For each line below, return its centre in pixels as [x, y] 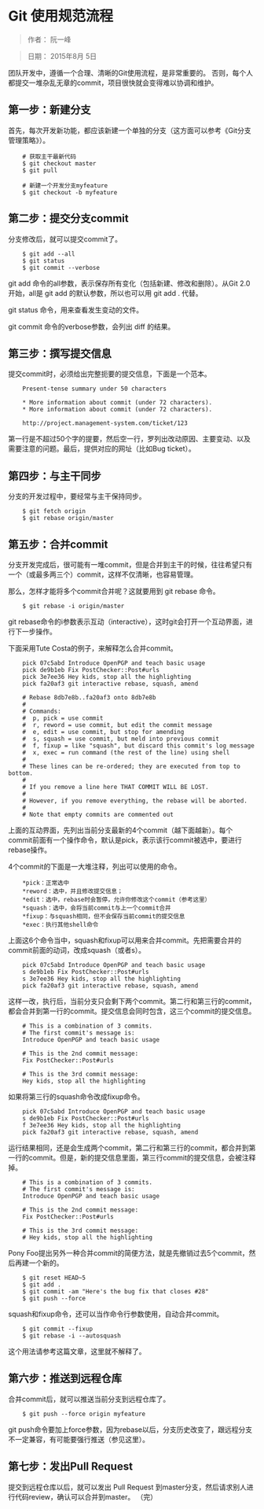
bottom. [21, 773]
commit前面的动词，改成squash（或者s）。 [77, 950]
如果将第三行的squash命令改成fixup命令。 [76, 1097]
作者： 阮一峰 [49, 39]
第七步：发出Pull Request [71, 1467]
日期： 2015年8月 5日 [62, 56]
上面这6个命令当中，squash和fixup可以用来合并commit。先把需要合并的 [125, 940]
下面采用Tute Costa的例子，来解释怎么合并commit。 [93, 648]
